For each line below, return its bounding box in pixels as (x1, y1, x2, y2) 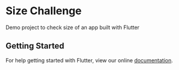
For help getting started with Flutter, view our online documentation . (5, 56, 173, 63)
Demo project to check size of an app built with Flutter (5, 24, 140, 31)
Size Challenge (5, 4, 82, 18)
